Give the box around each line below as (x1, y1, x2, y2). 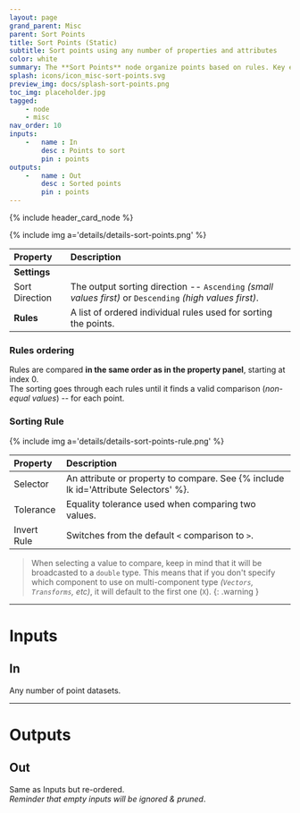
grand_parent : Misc (9, 21, 82, 30)
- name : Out (25, 171, 82, 180)
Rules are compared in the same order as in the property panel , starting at (9, 364, 286, 376)
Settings (13, 266, 51, 278)
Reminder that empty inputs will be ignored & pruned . (9, 793, 206, 804)
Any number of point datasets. (9, 685, 121, 696)
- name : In (25, 138, 78, 147)
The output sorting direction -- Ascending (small (70, 281, 274, 292)
